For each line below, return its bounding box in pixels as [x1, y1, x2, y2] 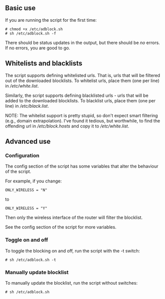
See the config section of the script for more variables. [5, 224, 117, 230]
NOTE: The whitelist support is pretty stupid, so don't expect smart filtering [5, 112, 158, 118]
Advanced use [5, 137, 51, 146]
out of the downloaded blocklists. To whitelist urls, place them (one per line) [5, 78, 160, 84]
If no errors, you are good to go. [5, 44, 71, 51]
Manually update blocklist [5, 269, 69, 276]
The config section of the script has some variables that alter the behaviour [5, 163, 159, 170]
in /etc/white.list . [5, 83, 39, 88]
